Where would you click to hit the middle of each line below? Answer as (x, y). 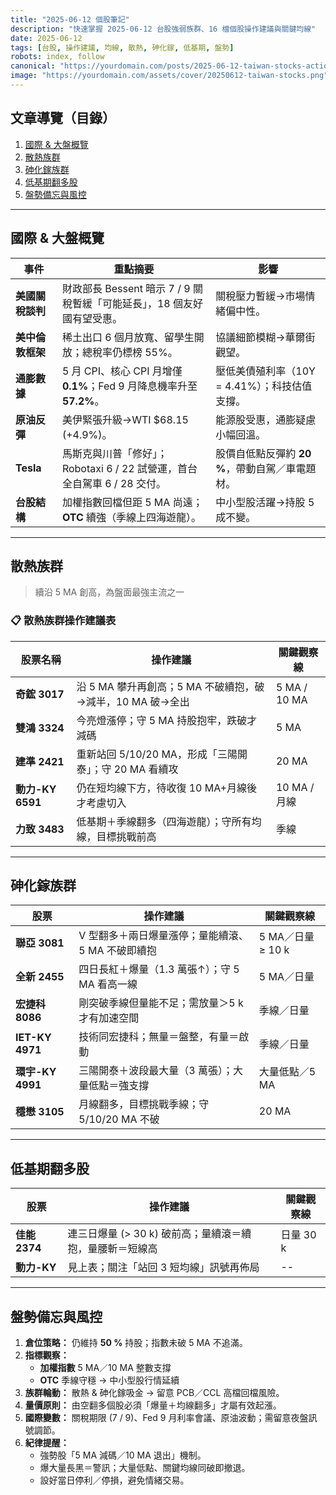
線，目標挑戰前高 (116, 836)
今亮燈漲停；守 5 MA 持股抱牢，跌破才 (167, 720)
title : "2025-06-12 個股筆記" (70, 19)
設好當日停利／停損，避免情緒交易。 (114, 1480)
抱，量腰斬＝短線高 (112, 1249)
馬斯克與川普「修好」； (114, 453)
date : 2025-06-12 (46, 38)
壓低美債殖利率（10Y (265, 371)
